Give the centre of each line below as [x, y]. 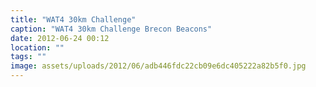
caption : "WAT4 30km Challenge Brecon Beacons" [111, 29]
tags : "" [28, 57]
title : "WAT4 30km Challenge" [73, 19]
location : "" [37, 47]
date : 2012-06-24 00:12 [60, 38]
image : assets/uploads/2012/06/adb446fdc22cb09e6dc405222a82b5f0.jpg [158, 66]
